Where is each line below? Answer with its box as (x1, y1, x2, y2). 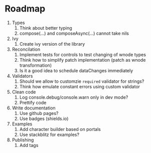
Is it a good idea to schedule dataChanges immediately (19, 67, 133, 73)
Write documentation (12, 105, 56, 111)
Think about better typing (19, 25, 72, 31)
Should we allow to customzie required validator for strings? (19, 78, 144, 84)
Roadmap (5, 3, 46, 15)
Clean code (12, 89, 36, 95)
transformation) (19, 62, 52, 68)
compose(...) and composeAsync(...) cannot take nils (19, 30, 129, 36)
